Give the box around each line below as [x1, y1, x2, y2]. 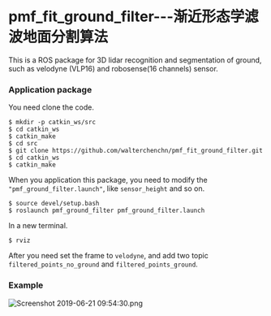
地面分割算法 [23, 28, 109, 46]
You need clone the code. [8, 102, 95, 112]
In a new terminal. [8, 221, 68, 231]
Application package [8, 84, 92, 95]
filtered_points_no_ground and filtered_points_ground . [8, 259, 199, 269]
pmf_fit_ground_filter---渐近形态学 [8, 7, 245, 26]
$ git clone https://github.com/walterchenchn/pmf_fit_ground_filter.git [8, 147, 264, 155]
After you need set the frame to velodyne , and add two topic [8, 251, 209, 261]
